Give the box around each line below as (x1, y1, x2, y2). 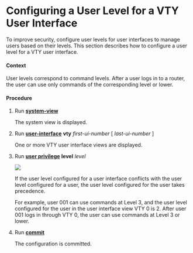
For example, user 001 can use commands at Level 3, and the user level (14, 199, 187, 206)
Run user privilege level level (14, 153, 86, 160)
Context (6, 61, 26, 69)
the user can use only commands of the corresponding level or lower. (6, 81, 174, 88)
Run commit (14, 229, 45, 236)
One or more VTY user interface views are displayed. (14, 142, 143, 149)
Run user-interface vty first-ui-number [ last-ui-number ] (14, 130, 154, 137)
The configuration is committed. (14, 240, 92, 247)
